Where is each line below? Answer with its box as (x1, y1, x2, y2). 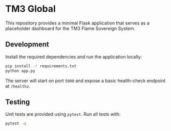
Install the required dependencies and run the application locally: (5, 54, 142, 60)
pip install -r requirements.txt (5, 63, 77, 69)
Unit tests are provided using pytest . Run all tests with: (5, 111, 121, 117)
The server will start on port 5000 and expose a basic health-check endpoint (5, 77, 166, 84)
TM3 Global (5, 3, 56, 15)
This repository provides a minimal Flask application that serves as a (5, 20, 150, 26)
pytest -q (5, 121, 27, 126)
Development (5, 40, 50, 49)
